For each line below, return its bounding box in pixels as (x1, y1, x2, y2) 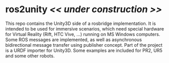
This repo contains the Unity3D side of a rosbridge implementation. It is (5, 20, 156, 26)
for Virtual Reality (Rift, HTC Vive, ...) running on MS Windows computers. (5, 31, 160, 37)
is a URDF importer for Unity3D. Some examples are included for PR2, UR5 (5, 47, 163, 53)
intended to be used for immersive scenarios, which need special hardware (5, 25, 164, 31)
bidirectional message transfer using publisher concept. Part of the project (5, 42, 163, 48)
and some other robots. (5, 52, 55, 59)
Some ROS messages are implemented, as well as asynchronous (5, 37, 142, 43)
